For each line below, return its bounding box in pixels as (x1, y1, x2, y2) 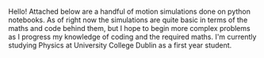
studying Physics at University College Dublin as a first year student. (8, 41, 232, 50)
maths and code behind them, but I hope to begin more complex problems (8, 24, 251, 33)
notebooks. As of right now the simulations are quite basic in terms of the (8, 15, 248, 25)
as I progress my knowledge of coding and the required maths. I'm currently (8, 32, 257, 41)
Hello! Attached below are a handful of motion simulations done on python (8, 7, 251, 16)
